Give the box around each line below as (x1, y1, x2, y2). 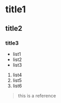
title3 (5, 39, 19, 47)
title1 (5, 4, 26, 15)
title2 (5, 24, 23, 33)
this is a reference (17, 92, 56, 98)
